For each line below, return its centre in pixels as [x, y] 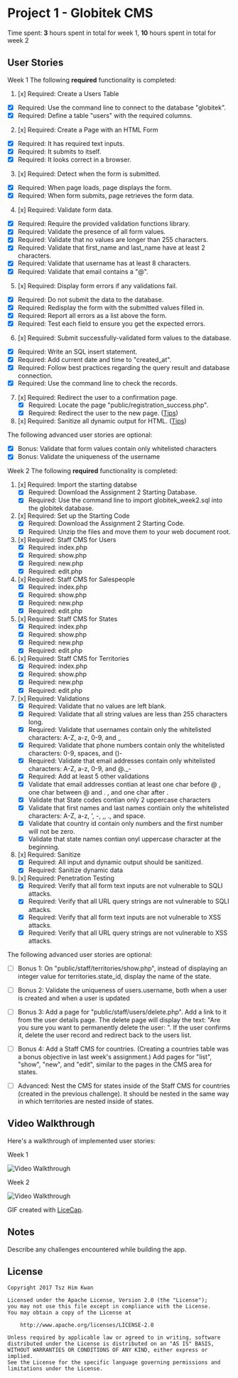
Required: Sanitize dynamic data [75, 870]
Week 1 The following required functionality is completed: [92, 80]
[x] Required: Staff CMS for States [67, 619]
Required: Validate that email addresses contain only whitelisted [121, 760]
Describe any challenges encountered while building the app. [97, 1249]
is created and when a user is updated [74, 998]
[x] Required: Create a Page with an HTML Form [88, 129]
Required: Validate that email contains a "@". [83, 271]
